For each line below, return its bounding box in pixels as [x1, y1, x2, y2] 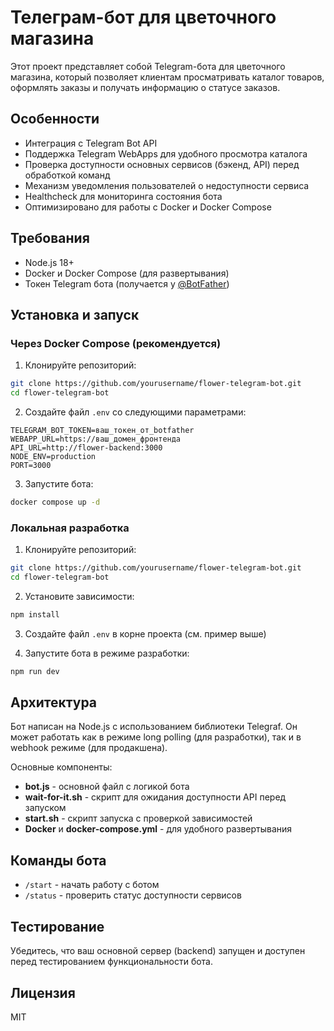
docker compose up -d [10, 497, 101, 507]
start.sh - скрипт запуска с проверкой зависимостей [24, 812, 253, 825]
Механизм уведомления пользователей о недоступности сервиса [24, 179, 310, 191]
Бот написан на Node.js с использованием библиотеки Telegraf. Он [10, 721, 298, 733]
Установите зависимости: [24, 590, 135, 602]
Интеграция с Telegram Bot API [24, 137, 158, 149]
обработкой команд [24, 169, 111, 181]
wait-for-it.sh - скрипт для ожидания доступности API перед [24, 791, 287, 803]
